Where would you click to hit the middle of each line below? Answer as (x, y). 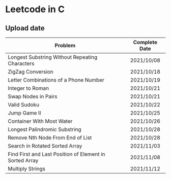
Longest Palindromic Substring (45, 129)
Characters (21, 63)
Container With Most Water (40, 121)
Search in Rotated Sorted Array (45, 146)
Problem (65, 45)
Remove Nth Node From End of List (50, 138)
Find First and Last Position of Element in (56, 154)
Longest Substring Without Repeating (53, 57)
